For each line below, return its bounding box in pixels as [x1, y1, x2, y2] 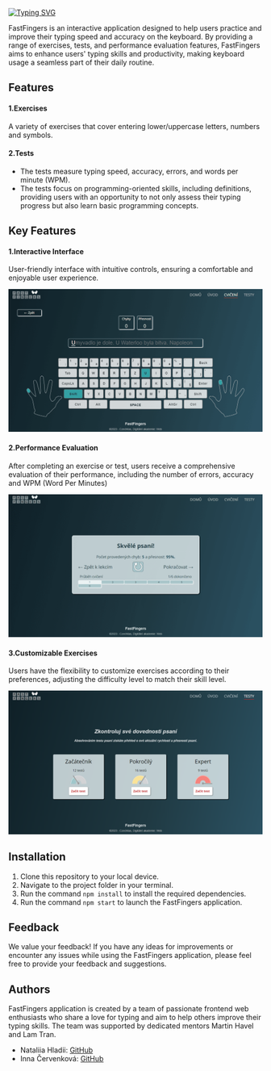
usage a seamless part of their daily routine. [8, 57, 155, 67]
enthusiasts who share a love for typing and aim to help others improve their [8, 1013, 261, 1023]
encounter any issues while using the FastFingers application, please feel [8, 951, 252, 960]
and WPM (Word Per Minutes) [8, 478, 108, 487]
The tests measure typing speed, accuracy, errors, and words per [19, 166, 239, 176]
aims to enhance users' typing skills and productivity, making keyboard [8, 49, 244, 58]
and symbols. [8, 130, 53, 140]
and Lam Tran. [8, 1030, 56, 1040]
